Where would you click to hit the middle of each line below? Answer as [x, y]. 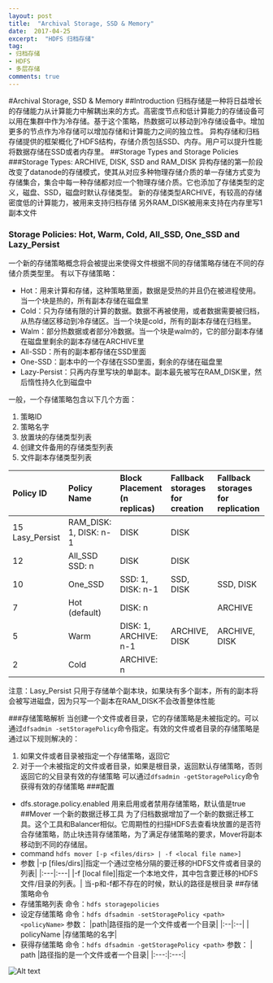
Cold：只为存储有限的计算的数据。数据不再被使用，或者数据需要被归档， [142, 311]
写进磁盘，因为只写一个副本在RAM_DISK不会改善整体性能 [119, 701]
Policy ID [30, 493]
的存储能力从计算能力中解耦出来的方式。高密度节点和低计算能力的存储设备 [133, 111]
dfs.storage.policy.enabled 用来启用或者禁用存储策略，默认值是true [133, 803]
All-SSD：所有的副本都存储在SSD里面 [83, 352]
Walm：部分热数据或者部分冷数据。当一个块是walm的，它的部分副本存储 [142, 331]
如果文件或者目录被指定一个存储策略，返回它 [95, 756]
